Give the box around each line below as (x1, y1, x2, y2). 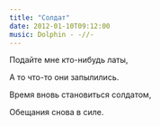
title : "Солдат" (9, 13, 70, 22)
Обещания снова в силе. (9, 107, 104, 118)
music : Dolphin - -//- (9, 30, 94, 39)
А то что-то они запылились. (9, 72, 120, 83)
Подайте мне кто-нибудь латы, (9, 55, 129, 66)
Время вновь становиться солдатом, (9, 89, 152, 100)
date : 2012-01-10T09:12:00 (9, 22, 111, 31)
